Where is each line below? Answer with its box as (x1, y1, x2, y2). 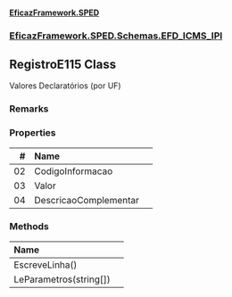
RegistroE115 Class (9, 56, 117, 71)
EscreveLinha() (13, 259, 78, 271)
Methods (9, 220, 49, 233)
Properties (9, 127, 56, 139)
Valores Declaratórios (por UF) (9, 80, 122, 91)
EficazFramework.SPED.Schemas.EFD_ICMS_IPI (9, 29, 223, 42)
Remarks (9, 103, 49, 115)
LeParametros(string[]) (13, 273, 111, 285)
